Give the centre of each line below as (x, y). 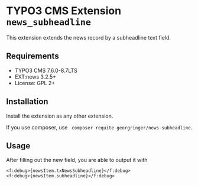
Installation (27, 102)
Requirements (33, 56)
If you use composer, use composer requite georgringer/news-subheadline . (99, 127)
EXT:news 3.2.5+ (35, 77)
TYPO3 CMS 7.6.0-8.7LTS (46, 70)
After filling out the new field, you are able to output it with (77, 160)
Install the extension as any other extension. (60, 116)
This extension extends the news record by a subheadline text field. (89, 37)
